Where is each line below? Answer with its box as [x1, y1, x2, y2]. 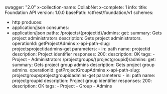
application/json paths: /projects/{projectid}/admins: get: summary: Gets [12, 30, 162, 35]
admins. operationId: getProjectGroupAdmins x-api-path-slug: [12, 67, 140, 73]
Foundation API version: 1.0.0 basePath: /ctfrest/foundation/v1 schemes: [5, 9, 154, 15]
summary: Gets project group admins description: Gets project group [12, 62, 155, 67]
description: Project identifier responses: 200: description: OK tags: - [12, 51, 155, 57]
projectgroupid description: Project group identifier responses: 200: [12, 77, 152, 83]
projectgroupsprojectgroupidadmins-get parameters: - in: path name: [12, 72, 155, 78]
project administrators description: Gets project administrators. [12, 35, 142, 41]
